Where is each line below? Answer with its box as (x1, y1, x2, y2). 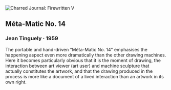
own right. (5, 79, 27, 85)
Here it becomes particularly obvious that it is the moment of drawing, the (5, 57, 161, 63)
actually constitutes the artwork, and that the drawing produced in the (5, 68, 153, 74)
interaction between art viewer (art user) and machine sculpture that (5, 63, 149, 69)
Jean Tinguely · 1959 (5, 35, 58, 42)
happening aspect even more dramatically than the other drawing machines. (5, 52, 166, 58)
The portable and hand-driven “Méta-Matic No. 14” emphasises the (5, 46, 147, 52)
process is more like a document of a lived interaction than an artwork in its (5, 73, 164, 79)
